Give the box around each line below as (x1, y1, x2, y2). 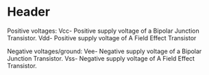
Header (7, 4, 50, 20)
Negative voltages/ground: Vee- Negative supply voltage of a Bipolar (7, 47, 202, 55)
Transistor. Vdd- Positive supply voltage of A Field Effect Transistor (7, 33, 197, 42)
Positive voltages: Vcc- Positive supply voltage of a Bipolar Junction (7, 27, 200, 35)
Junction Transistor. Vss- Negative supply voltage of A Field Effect (7, 54, 195, 62)
